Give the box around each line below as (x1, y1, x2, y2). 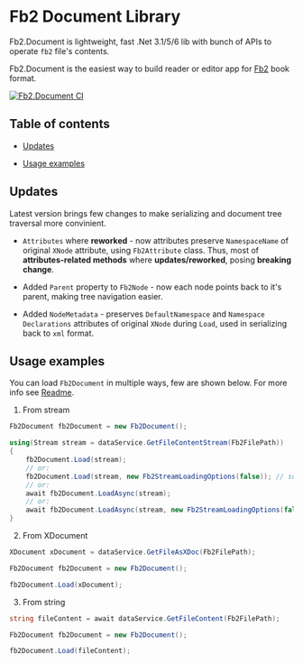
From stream (22, 404, 70, 416)
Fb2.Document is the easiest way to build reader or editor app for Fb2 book (9, 63, 290, 74)
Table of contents (9, 116, 110, 132)
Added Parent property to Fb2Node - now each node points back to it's (22, 281, 282, 292)
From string (22, 596, 66, 607)
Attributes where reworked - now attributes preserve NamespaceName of (22, 235, 289, 245)
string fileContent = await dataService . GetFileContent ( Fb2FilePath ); (9, 613, 280, 623)
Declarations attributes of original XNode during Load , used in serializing (22, 318, 288, 328)
